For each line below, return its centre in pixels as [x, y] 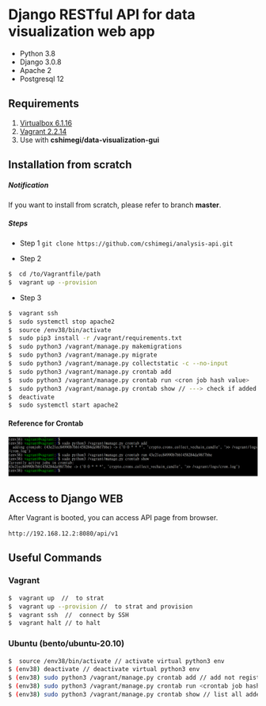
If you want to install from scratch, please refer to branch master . [115, 205]
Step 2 [30, 259]
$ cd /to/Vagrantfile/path [55, 274]
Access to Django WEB [66, 498]
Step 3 [30, 297]
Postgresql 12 [42, 79]
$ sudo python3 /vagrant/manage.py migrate [83, 355]
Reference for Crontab [46, 423]
